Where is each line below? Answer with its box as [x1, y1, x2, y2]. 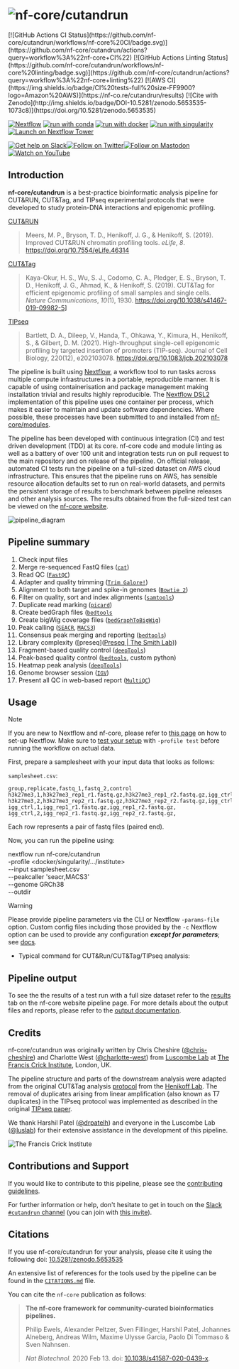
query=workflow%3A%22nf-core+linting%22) [8, 75, 144, 84]
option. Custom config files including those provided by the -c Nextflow [8, 923, 217, 932]
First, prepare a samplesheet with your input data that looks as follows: [8, 758, 215, 766]
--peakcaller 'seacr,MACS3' [8, 873, 90, 881]
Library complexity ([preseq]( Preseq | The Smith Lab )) [18, 638, 177, 646]
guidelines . [8, 1187, 40, 1195]
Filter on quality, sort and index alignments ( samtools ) [18, 593, 174, 601]
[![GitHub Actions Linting [133, 53, 206, 62]
